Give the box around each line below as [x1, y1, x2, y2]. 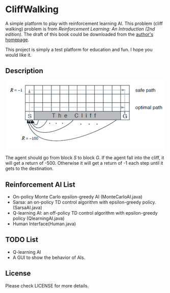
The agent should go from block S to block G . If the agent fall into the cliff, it [5, 155, 164, 161]
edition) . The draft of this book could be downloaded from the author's [5, 31, 154, 37]
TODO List [5, 236, 38, 244]
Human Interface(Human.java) [12, 220, 76, 227]
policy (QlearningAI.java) [12, 215, 65, 221]
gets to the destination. [5, 165, 54, 171]
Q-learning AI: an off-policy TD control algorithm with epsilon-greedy [12, 210, 158, 216]
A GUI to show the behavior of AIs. [12, 254, 86, 260]
